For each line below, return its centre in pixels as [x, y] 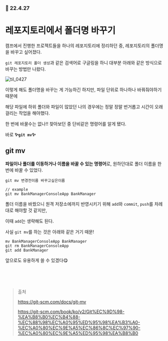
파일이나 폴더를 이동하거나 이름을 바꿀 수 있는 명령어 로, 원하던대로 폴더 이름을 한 [83, 164]
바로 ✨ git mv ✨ [20, 134]
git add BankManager [27, 250]
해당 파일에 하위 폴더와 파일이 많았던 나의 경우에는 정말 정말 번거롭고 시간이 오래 [84, 106]
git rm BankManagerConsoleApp [37, 246]
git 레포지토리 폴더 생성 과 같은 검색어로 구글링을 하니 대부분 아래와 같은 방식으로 [83, 62]
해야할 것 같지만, [31, 210]
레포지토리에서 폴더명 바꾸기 [60, 31]
